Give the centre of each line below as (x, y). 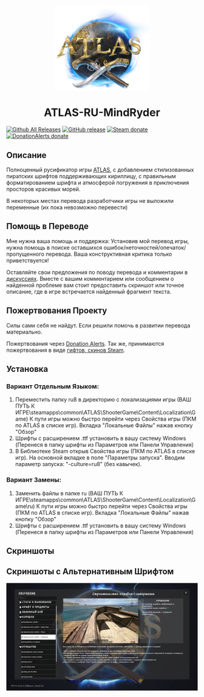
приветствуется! (28, 260)
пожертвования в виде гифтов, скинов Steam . (66, 350)
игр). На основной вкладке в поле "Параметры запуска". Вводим (100, 458)
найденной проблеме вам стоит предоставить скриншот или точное (95, 285)
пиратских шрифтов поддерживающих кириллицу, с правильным (91, 176)
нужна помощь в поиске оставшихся (54, 247)
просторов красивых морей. (43, 189)
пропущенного (25, 254)
